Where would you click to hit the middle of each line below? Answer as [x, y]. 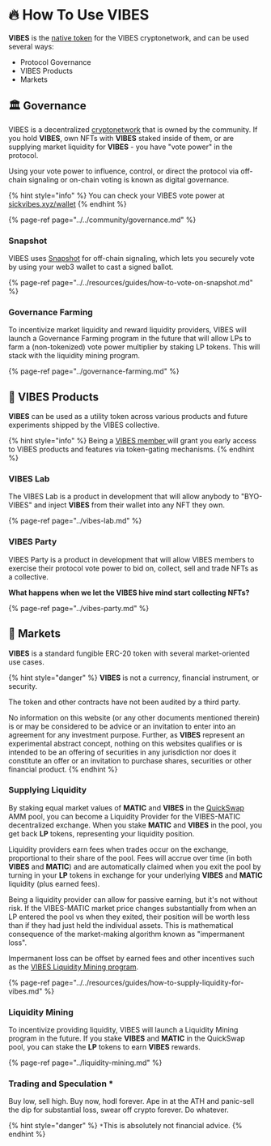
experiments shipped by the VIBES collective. [84, 425]
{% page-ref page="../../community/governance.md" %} [102, 220]
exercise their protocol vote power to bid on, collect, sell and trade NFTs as [133, 568]
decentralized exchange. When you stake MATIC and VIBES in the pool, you [135, 825]
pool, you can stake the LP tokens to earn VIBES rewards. [104, 1047]
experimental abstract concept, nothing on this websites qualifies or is [125, 743]
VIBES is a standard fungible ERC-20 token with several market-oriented [129, 653]
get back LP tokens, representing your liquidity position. [102, 833]
